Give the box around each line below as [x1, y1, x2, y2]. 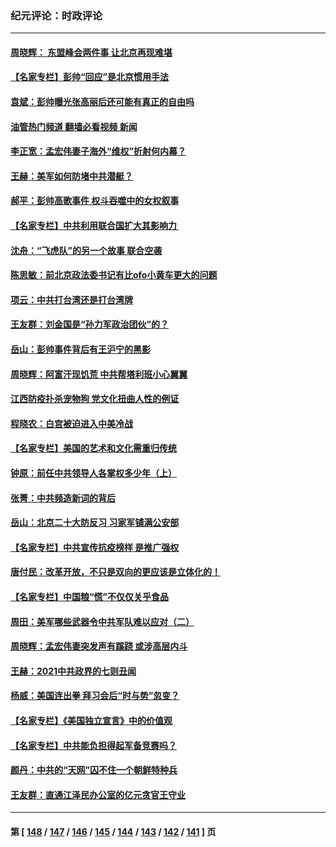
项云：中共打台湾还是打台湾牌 [10, 293, 133, 306]
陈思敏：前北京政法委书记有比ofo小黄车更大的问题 [10, 269, 218, 281]
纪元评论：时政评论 [10, 8, 103, 22]
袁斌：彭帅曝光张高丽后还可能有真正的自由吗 [10, 96, 195, 108]
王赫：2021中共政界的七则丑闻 [10, 665, 137, 677]
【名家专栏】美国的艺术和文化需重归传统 [10, 442, 177, 454]
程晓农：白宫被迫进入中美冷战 [10, 417, 133, 429]
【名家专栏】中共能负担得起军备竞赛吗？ [10, 739, 177, 751]
